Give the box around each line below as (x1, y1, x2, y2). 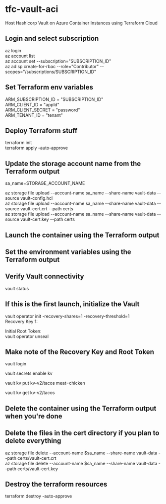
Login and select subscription (5, 34, 99, 43)
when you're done (5, 412, 63, 420)
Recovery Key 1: (5, 318, 38, 324)
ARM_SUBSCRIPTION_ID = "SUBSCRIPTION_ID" (5, 96, 104, 102)
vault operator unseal (5, 333, 49, 339)
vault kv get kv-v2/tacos (5, 390, 55, 396)
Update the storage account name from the (5, 159, 141, 168)
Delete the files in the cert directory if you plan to (5, 429, 160, 437)
